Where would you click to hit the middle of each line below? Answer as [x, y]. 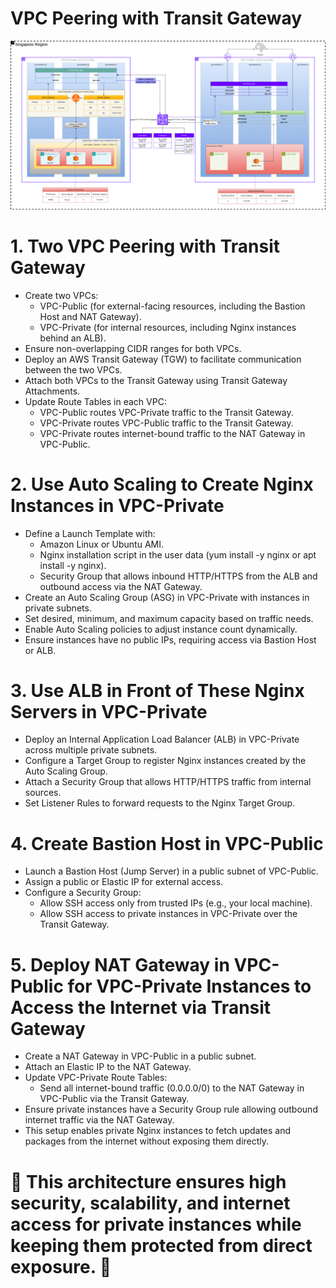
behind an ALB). [73, 338]
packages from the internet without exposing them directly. [147, 1141]
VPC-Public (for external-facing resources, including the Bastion [172, 306]
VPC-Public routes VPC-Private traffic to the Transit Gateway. [166, 412]
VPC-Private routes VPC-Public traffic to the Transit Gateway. [166, 423]
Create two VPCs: [61, 295]
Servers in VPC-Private [109, 711]
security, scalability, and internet [150, 1203]
